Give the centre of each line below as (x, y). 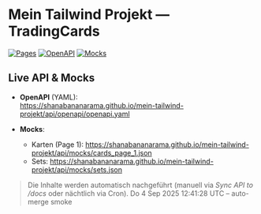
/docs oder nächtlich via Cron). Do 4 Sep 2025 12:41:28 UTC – (129, 193)
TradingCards (54, 31)
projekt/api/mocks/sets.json (76, 169)
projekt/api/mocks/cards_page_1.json (91, 152)
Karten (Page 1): (58, 145)
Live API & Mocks (52, 78)
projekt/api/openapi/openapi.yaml (75, 114)
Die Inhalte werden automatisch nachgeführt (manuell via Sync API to (140, 185)
